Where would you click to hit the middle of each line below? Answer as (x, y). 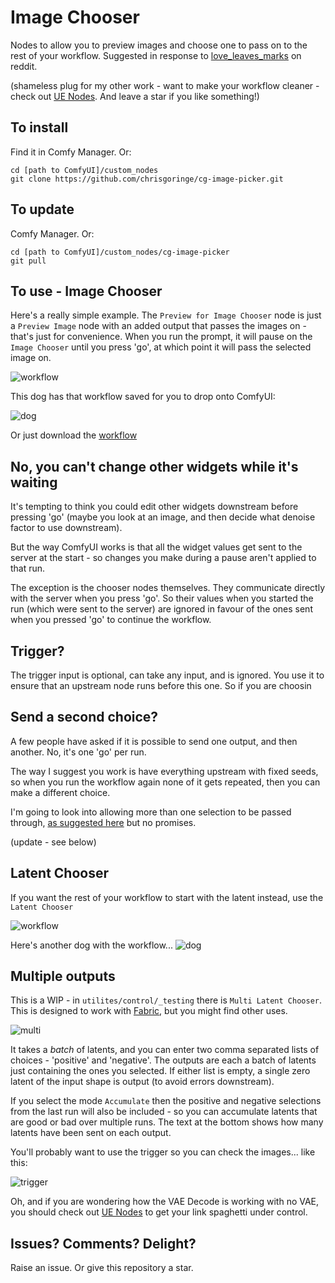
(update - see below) (53, 842)
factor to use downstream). (66, 528)
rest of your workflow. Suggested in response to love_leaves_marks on (156, 55)
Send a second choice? (84, 717)
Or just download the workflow (74, 435)
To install (39, 127)
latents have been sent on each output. (91, 1133)
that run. (28, 568)
